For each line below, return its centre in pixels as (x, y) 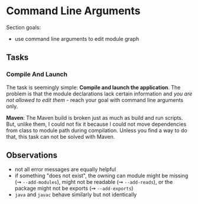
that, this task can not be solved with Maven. (61, 136)
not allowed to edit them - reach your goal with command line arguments (95, 100)
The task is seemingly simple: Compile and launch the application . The (93, 87)
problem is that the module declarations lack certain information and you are (99, 94)
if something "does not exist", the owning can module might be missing (101, 176)
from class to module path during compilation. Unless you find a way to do (97, 130)
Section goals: (24, 27)
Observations (32, 155)
